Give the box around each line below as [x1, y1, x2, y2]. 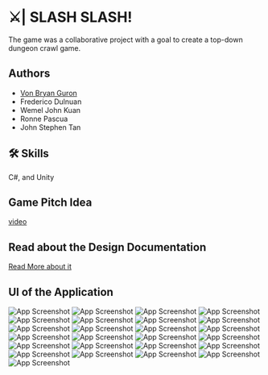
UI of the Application [8, 285, 114, 298]
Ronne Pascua [19, 114, 68, 123]
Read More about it [8, 262, 72, 272]
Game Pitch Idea [8, 195, 93, 209]
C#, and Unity [8, 172, 55, 181]
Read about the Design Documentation [8, 240, 207, 254]
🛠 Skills [8, 147, 50, 160]
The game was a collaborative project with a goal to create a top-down [8, 35, 243, 44]
